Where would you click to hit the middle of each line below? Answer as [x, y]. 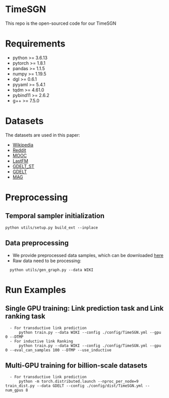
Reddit [19, 150]
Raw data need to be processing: [47, 261]
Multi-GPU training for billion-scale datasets [76, 365]
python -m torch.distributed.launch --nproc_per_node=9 [78, 382]
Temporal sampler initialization [55, 216]
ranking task [25, 316]
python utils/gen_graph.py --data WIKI [52, 270]
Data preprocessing [37, 243]
